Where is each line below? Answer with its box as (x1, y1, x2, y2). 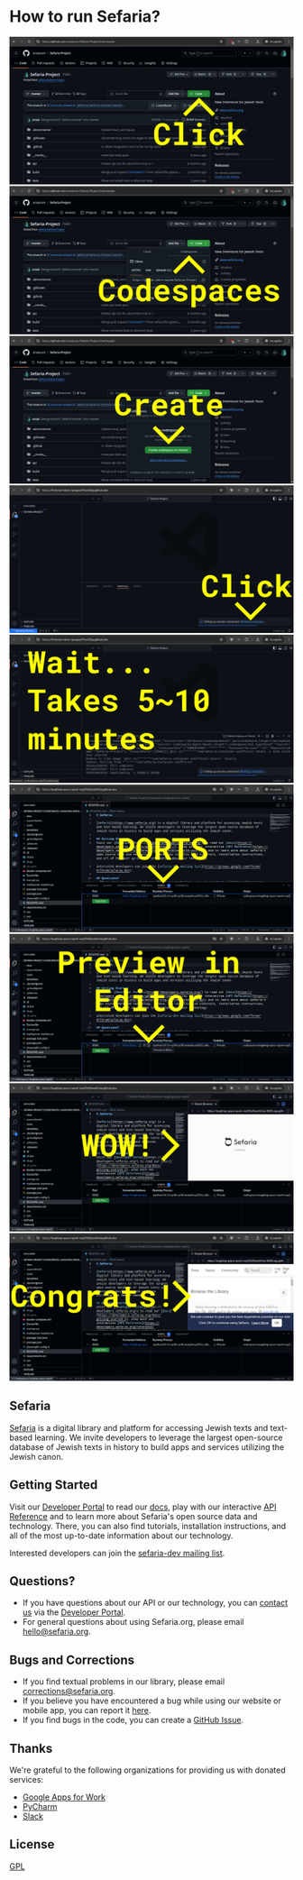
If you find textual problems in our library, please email (22, 1676, 225, 1687)
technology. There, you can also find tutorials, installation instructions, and (9, 1520, 287, 1531)
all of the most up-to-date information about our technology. (9, 1530, 234, 1541)
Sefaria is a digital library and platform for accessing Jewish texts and (9, 1422, 269, 1433)
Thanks (9, 1740, 53, 1756)
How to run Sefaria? (9, 6, 161, 27)
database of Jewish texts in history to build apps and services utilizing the (9, 1441, 285, 1453)
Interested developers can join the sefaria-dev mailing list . (9, 1547, 225, 1558)
